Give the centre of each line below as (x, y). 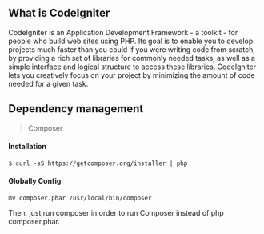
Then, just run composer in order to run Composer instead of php (116, 213)
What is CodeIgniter (59, 13)
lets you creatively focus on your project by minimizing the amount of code (132, 75)
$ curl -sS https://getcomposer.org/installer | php (98, 163)
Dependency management (76, 109)
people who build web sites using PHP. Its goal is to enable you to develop (131, 41)
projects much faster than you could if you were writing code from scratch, (132, 49)
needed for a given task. (48, 83)
